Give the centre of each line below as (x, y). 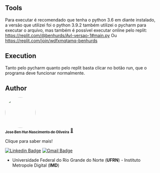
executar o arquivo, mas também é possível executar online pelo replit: (76, 30)
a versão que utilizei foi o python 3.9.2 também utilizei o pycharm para (76, 25)
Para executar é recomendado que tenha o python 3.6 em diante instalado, (80, 20)
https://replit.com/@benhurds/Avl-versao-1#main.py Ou (61, 35)
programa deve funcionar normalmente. (45, 73)
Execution (21, 56)
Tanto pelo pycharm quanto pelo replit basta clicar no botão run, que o (76, 67)
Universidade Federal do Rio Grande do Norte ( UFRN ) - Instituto (76, 160)
